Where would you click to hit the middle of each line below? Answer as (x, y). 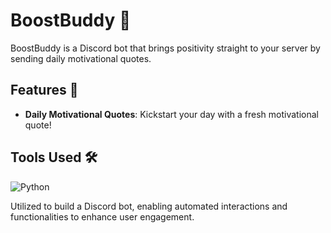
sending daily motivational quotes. (81, 58)
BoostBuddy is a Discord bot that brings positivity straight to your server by (165, 48)
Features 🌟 (44, 90)
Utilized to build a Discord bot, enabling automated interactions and (149, 206)
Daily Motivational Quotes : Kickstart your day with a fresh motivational (171, 114)
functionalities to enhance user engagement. (102, 216)
